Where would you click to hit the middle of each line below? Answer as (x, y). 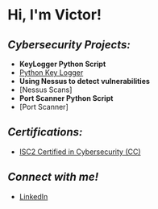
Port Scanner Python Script (66, 98)
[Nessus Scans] (46, 90)
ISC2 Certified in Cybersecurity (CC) (80, 152)
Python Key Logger (51, 73)
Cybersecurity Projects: (69, 45)
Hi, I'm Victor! (55, 15)
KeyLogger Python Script (62, 64)
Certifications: (45, 132)
